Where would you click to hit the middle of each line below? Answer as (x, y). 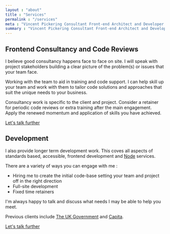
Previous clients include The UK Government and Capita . (65, 216)
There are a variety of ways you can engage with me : (61, 166)
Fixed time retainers (33, 192)
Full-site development (35, 186)
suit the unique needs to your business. (46, 92)
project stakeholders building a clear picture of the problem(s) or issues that (85, 67)
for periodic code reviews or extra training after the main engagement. (78, 107)
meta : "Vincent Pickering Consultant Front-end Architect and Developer (85, 24)
